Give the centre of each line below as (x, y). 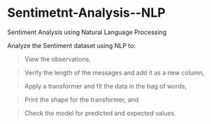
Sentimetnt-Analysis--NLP (86, 13)
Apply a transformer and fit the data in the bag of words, (105, 86)
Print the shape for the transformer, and (81, 100)
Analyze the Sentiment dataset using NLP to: (72, 45)
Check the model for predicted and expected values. (100, 113)
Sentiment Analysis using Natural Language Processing (87, 32)
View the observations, (57, 59)
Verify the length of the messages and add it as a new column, (114, 72)
